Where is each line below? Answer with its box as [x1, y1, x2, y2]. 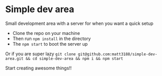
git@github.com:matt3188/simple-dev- [77, 52, 158, 57]
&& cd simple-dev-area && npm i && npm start [25, 56, 124, 61]
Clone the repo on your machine [12, 30, 80, 36]
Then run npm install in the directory [12, 35, 91, 42]
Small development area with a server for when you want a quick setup [5, 20, 153, 26]
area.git [5, 56, 24, 61]
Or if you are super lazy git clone [5, 51, 76, 57]
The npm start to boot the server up [12, 41, 88, 47]
